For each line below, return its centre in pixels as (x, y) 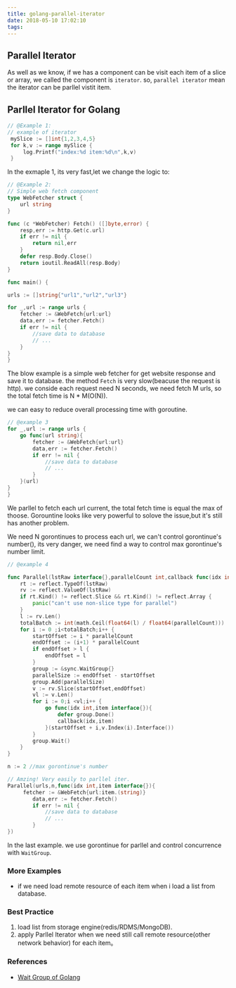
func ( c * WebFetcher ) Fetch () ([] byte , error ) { (78, 224)
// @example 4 (28, 564)
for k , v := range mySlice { (51, 145)
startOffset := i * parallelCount (83, 636)
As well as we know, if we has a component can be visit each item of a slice (117, 73)
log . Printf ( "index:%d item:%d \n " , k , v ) (80, 152)
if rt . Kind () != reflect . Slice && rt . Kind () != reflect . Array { (116, 597)
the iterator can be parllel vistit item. (59, 87)
